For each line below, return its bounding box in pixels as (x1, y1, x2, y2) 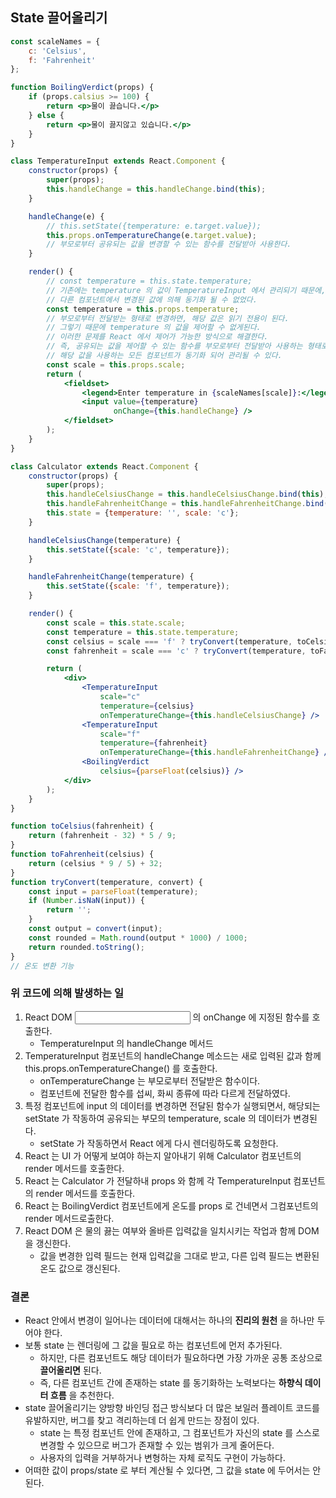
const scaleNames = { (10, 36, 101, 47)
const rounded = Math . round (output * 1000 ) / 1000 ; (28, 933, 248, 943)
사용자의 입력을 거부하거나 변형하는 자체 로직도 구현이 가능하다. (39, 1452, 286, 1464)
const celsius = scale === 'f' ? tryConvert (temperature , (46, 636, 293, 647)
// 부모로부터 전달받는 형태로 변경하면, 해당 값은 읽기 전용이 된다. (46, 313, 290, 323)
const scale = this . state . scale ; (46, 618, 186, 628)
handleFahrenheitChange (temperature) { (28, 572, 195, 582)
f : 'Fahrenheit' (28, 55, 97, 65)
